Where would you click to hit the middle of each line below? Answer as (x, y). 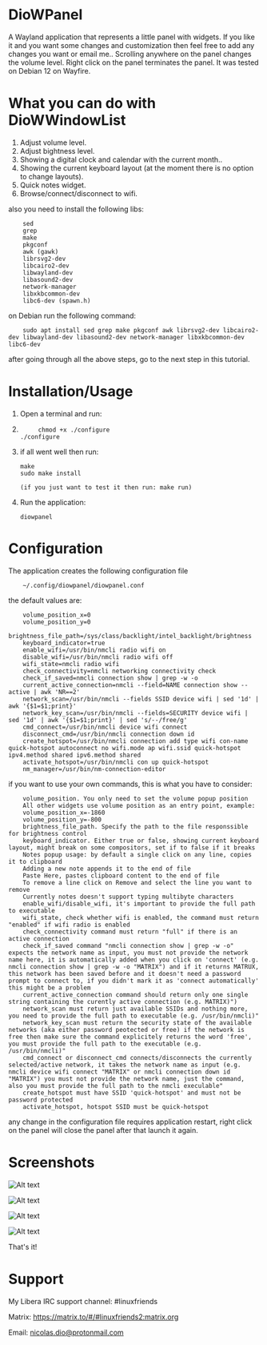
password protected (41, 1100)
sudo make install (50, 473)
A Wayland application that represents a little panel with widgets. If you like (132, 37)
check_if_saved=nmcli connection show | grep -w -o (110, 678)
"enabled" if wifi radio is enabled (69, 925)
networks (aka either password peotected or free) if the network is (127, 1030)
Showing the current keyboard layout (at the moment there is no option (137, 168)
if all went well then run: (59, 452)
